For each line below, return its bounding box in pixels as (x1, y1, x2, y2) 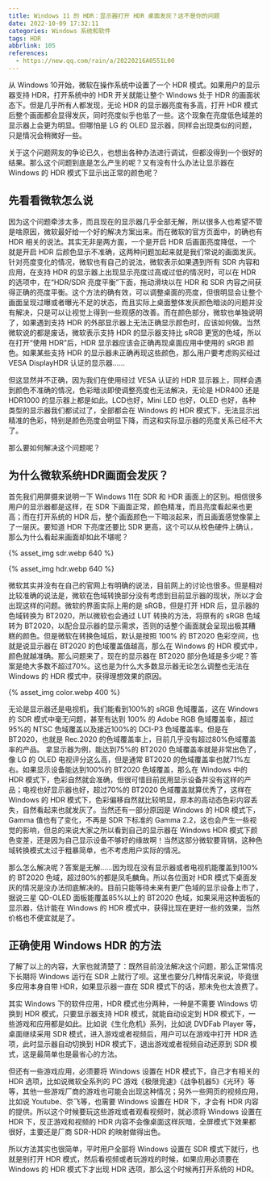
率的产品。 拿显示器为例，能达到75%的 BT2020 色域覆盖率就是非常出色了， (8, 744, 261, 754)
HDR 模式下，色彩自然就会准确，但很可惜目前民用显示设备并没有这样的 (8, 774, 244, 784)
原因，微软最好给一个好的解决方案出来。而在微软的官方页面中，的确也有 (22, 227, 263, 237)
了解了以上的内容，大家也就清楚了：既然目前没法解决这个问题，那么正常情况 (8, 961, 263, 971)
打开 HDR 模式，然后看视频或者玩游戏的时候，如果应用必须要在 (29, 1154, 240, 1164)
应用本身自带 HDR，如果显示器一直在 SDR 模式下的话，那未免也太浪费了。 (15, 982, 263, 991)
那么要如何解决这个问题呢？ (8, 442, 101, 452)
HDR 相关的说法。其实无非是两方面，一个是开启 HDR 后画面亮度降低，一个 (8, 237, 256, 246)
